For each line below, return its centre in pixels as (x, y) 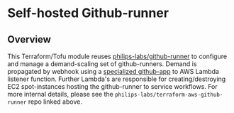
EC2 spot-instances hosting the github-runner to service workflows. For (112, 86)
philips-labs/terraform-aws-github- (169, 95)
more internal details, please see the (60, 94)
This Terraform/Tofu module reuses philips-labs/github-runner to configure (117, 56)
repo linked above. (55, 102)
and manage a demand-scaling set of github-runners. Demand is (102, 64)
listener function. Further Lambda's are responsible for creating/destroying (117, 79)
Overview (29, 39)
